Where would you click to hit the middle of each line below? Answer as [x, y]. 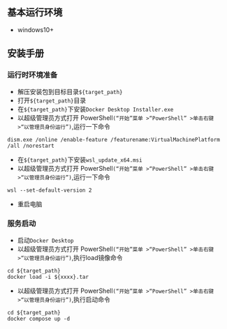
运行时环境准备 [32, 75]
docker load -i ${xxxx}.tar [48, 277]
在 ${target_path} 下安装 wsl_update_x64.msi [80, 160]
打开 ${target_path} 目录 [52, 100]
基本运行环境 [35, 13]
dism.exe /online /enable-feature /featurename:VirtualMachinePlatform [113, 139]
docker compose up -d [39, 319]
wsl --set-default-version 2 [50, 190]
